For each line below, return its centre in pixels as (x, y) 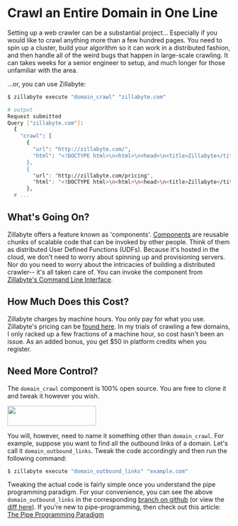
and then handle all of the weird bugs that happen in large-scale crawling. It (118, 55)
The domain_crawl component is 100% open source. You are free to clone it (117, 388)
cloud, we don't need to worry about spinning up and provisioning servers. (116, 257)
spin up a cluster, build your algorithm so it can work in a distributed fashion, (119, 47)
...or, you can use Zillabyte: (47, 84)
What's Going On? (49, 217)
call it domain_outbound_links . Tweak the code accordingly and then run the (118, 450)
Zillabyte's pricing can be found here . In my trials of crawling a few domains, (119, 326)
